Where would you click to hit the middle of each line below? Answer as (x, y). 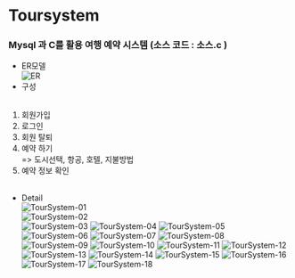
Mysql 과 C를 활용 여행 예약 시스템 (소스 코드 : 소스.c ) (118, 45)
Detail (32, 198)
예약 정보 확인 (45, 171)
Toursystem (54, 16)
